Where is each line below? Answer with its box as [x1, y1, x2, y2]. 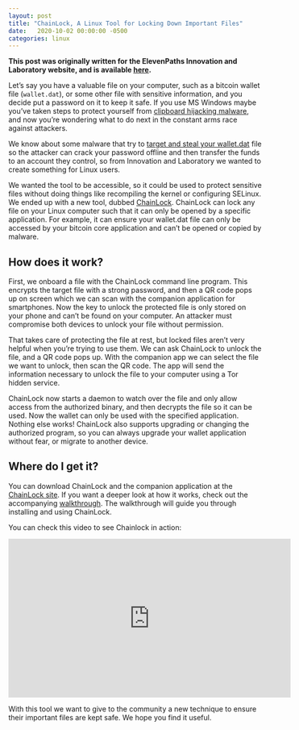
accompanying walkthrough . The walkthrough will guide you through [8, 498, 237, 508]
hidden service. [8, 378, 60, 388]
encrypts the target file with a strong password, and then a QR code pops [8, 286, 252, 295]
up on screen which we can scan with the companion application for [8, 294, 235, 303]
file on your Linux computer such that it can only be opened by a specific [8, 206, 251, 216]
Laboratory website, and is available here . [8, 65, 152, 75]
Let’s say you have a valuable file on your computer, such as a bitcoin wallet [8, 81, 260, 90]
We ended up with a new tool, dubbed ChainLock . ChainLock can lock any [8, 198, 255, 207]
